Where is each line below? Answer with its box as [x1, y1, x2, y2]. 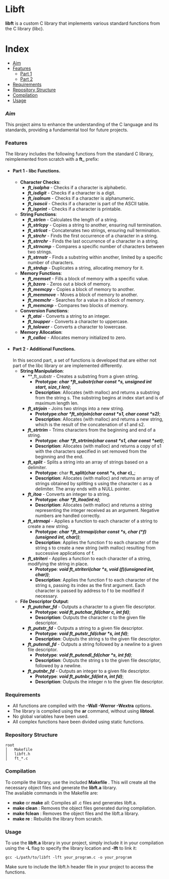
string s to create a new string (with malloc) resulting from [35, 545, 156, 551]
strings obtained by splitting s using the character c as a [35, 480, 152, 486]
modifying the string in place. [27, 561, 89, 567]
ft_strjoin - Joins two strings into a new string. [27, 405, 125, 412]
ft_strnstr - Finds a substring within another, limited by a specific [27, 254, 163, 260]
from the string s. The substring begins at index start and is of [35, 394, 164, 400]
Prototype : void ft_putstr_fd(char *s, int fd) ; [35, 630, 129, 636]
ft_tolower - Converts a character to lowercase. [27, 324, 127, 330]
